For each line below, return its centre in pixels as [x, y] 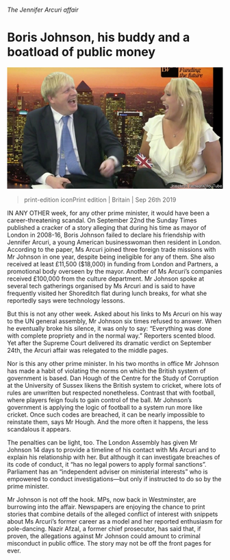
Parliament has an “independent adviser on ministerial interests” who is [107, 472]
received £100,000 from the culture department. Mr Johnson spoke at [105, 279]
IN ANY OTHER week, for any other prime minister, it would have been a [108, 213]
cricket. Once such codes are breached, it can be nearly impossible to [106, 415]
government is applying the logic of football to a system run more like [105, 408]
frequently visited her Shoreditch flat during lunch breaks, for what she [107, 293]
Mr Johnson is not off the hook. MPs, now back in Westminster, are [102, 500]
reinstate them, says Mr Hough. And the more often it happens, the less [108, 422]
